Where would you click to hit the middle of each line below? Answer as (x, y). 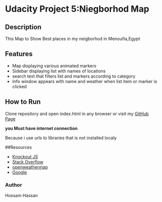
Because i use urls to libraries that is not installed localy (61, 138)
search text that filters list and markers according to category (74, 76)
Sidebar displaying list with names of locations (59, 71)
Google (20, 172)
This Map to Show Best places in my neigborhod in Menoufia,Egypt (73, 39)
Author (14, 185)
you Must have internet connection (41, 128)
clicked (19, 86)
